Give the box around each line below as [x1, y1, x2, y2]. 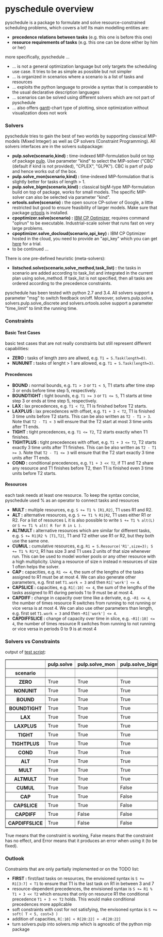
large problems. [12, 225, 44, 231]
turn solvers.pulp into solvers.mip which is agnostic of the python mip [12, 921, 152, 927]
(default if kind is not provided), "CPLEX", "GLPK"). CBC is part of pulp [12, 163, 153, 169]
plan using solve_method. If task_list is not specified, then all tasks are [12, 275, 153, 281]
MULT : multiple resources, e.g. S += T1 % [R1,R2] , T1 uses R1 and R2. [12, 506, 153, 512]
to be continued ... [12, 246, 49, 252]
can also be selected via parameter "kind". [26, 194, 111, 200]
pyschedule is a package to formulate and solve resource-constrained [5, 19, 146, 25]
